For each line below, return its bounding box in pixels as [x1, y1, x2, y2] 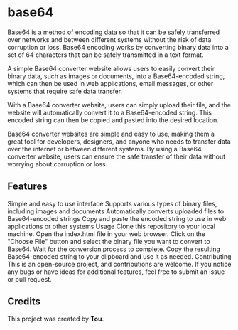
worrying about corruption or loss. [7, 159, 108, 168]
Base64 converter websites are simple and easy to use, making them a [7, 129, 215, 138]
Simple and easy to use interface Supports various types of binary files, [7, 199, 217, 208]
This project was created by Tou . [7, 314, 104, 323]
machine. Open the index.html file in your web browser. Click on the [7, 229, 206, 238]
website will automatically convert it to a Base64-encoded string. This [7, 108, 212, 117]
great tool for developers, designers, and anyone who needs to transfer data [7, 137, 231, 146]
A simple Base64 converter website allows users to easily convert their [7, 64, 215, 73]
